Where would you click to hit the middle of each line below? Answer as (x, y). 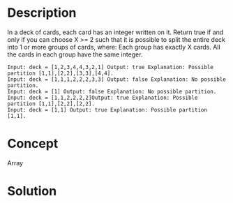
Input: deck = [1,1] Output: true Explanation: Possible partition (107, 110)
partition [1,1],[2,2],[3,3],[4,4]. (60, 73)
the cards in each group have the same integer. (75, 54)
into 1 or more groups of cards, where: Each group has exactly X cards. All (114, 47)
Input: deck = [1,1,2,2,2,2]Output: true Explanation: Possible (103, 98)
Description (42, 13)
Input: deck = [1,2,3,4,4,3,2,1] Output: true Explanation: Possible (111, 67)
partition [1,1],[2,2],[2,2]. (51, 104)
